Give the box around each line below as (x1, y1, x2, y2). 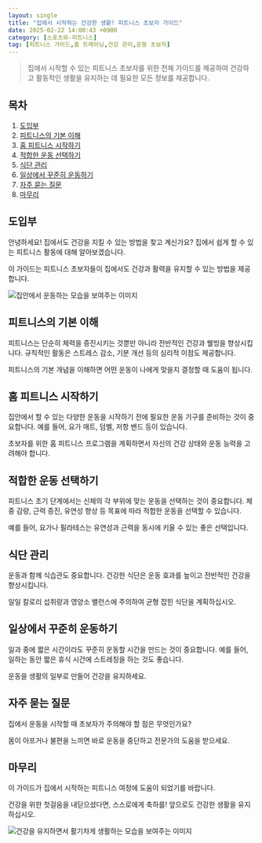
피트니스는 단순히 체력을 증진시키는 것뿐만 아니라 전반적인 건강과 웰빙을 (8, 338, 226, 347)
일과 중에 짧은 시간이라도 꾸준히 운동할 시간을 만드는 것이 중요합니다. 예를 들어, (8, 645, 249, 654)
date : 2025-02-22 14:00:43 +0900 (8, 26, 118, 34)
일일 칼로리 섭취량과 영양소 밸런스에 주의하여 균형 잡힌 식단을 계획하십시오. (8, 597, 237, 606)
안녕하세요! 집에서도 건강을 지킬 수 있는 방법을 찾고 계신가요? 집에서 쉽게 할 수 (8, 237, 246, 246)
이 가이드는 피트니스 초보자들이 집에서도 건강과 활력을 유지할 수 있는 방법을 (8, 264, 237, 273)
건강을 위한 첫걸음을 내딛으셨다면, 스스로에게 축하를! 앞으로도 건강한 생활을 (8, 800, 237, 809)
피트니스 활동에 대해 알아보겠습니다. (16, 247, 126, 257)
